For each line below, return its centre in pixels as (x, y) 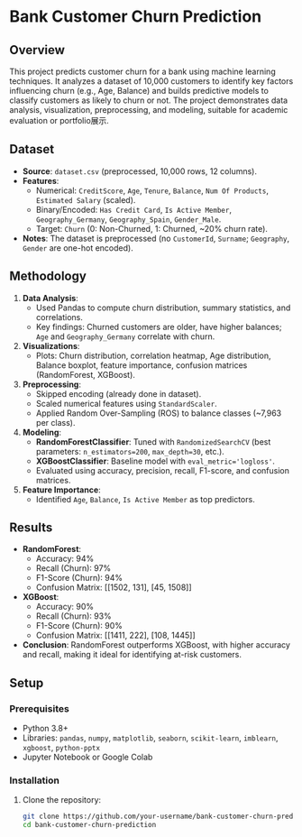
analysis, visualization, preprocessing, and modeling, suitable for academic (149, 110)
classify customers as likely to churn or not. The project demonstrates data (149, 100)
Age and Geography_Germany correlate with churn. (125, 336)
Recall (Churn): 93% (74, 616)
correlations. (59, 317)
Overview (37, 50)
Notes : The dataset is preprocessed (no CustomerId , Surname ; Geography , (156, 238)
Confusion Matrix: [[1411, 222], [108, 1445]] (115, 635)
